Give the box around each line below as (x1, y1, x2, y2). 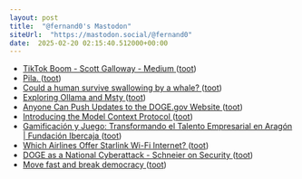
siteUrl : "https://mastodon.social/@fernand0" (9, 30, 193, 39)
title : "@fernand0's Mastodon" (9, 22, 132, 31)
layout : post (9, 13, 59, 23)
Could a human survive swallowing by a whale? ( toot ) (22, 82, 222, 93)
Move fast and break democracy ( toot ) (22, 159, 168, 170)
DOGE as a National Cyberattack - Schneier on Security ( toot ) (22, 150, 254, 161)
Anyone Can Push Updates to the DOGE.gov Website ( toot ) (22, 101, 243, 113)
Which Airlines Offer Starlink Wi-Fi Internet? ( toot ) (22, 140, 209, 151)
